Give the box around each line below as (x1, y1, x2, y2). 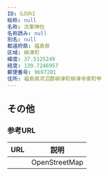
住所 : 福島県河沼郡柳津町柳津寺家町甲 (7, 75, 102, 82)
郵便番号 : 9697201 (7, 68, 57, 75)
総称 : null (7, 17, 37, 24)
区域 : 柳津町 (7, 50, 40, 57)
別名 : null (7, 36, 37, 43)
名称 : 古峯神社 (7, 23, 45, 30)
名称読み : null (7, 29, 47, 37)
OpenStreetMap (31, 158, 84, 168)
